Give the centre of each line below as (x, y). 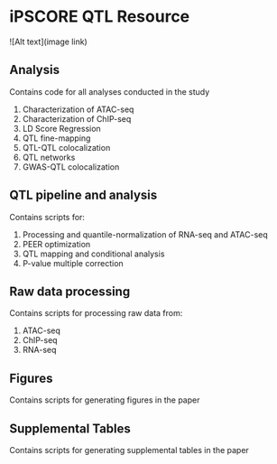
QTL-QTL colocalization (66, 147)
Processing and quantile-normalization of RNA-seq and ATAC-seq (145, 234)
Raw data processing (70, 291)
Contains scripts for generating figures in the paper (105, 400)
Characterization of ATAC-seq (78, 109)
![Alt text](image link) (48, 42)
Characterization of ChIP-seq (77, 118)
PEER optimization (56, 244)
